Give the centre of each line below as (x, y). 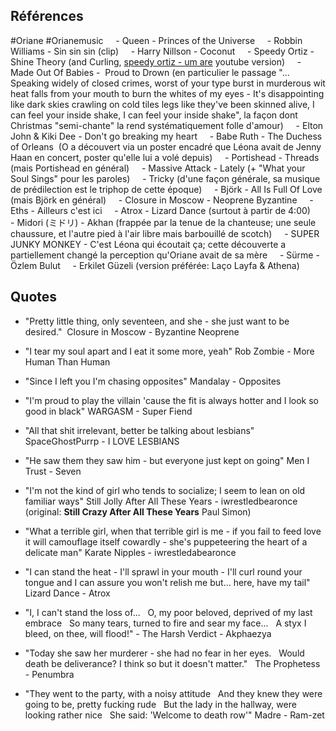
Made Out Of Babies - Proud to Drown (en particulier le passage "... (150, 72)
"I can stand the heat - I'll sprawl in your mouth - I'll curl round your (163, 571)
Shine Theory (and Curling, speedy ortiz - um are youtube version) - (156, 61)
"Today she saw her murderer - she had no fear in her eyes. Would (164, 653)
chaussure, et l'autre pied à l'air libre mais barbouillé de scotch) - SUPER (165, 233)
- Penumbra (49, 674)
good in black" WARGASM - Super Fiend (108, 411)
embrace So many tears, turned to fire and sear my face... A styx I (165, 623)
